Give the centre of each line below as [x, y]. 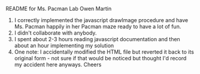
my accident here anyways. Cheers [58, 64]
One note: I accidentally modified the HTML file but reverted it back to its [104, 52]
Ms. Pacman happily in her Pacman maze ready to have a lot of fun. [98, 27]
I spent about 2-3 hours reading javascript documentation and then [97, 39]
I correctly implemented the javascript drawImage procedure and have [101, 20]
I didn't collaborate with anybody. [55, 33]
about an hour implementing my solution [64, 45]
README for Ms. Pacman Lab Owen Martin [59, 9]
